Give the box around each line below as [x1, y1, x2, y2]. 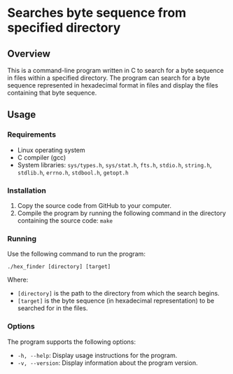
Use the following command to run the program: [7, 250, 146, 258]
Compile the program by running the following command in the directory [17, 209, 226, 217]
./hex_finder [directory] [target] [7, 263, 111, 270]
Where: [7, 275, 29, 284]
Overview [7, 48, 51, 60]
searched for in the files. [17, 304, 88, 312]
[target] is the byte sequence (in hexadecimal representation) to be [17, 296, 215, 305]
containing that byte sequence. [7, 89, 97, 97]
